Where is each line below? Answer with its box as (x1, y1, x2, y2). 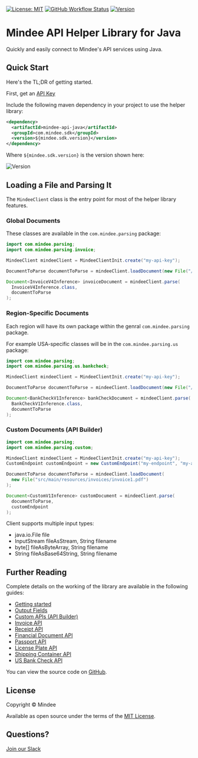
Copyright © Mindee (6, 701, 56, 708)
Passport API (14, 638, 47, 645)
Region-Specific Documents (6, 309, 89, 318)
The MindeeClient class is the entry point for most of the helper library (6, 195, 177, 203)
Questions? (6, 730, 49, 740)
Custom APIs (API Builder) (14, 613, 78, 620)
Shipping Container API (14, 651, 72, 658)
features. (6, 202, 28, 209)
